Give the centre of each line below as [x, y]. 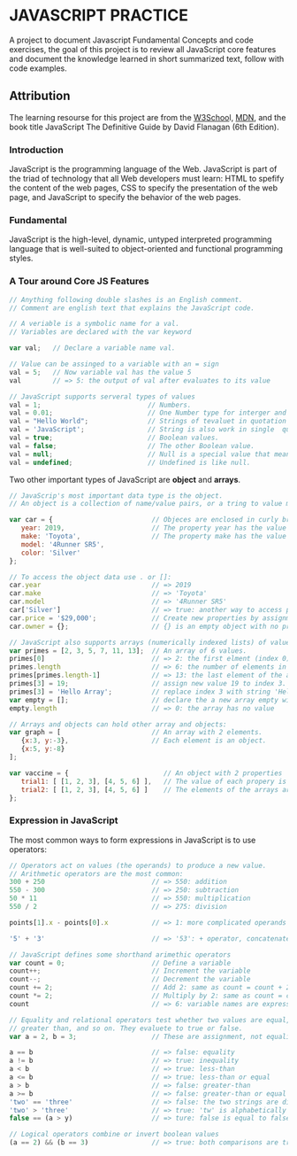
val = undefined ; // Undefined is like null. [130, 462]
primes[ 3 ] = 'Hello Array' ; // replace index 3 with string [140, 692]
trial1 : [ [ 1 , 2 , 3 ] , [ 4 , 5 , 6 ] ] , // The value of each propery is [154, 781]
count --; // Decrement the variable [130, 980]
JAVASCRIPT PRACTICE [99, 16]
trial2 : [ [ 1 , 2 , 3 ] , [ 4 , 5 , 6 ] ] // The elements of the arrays [150, 789]
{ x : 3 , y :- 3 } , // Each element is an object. [144, 741]
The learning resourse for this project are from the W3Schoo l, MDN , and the [148, 117]
